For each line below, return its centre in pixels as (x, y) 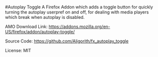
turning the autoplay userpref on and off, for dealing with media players (77, 12)
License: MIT (18, 50)
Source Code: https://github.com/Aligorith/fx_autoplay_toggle (67, 41)
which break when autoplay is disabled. (45, 17)
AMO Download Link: (26, 27)
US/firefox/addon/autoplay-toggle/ (40, 32)
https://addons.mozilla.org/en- (79, 27)
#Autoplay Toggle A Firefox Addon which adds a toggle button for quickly (79, 7)
